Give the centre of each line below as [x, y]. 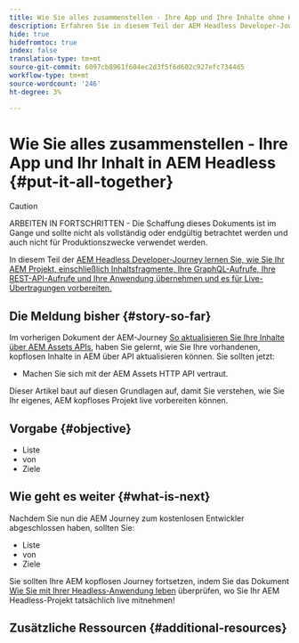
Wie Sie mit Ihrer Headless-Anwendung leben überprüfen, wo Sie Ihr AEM [145, 590]
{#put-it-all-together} [91, 181]
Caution [24, 207]
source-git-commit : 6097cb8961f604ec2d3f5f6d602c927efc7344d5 [127, 68]
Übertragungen [37, 288]
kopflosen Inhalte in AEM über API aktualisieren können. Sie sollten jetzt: [142, 356]
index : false [33, 51]
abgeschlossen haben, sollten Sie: [72, 527]
